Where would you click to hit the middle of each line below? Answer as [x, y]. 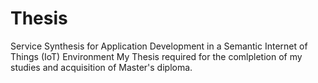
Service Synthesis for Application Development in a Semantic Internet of [159, 46]
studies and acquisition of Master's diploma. [101, 67]
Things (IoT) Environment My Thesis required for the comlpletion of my [156, 56]
